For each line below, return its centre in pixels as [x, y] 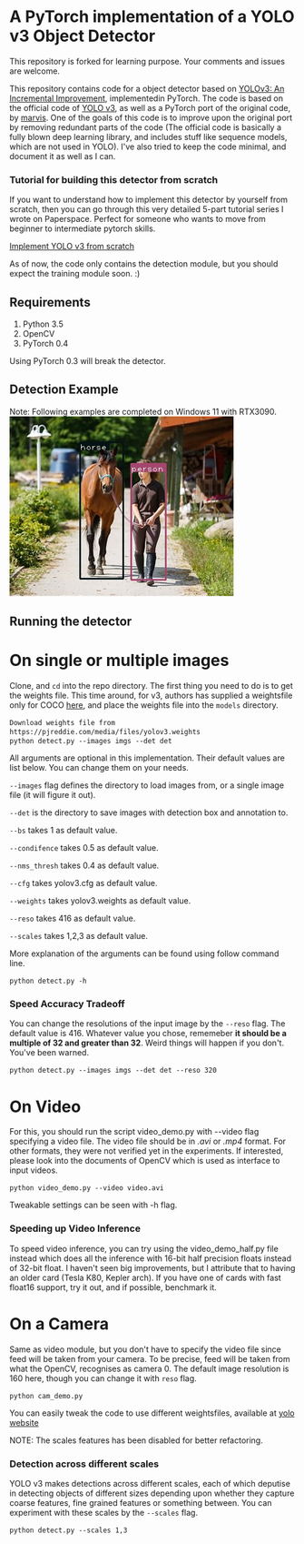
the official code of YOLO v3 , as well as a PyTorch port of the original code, [150, 107]
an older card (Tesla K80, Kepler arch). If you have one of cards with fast [145, 1277]
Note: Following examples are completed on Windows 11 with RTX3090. [143, 411]
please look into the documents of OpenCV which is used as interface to [145, 1161]
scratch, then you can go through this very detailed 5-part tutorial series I [147, 209]
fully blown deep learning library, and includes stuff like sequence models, [148, 136]
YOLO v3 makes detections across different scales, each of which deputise [150, 1483]
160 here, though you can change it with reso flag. [103, 1378]
